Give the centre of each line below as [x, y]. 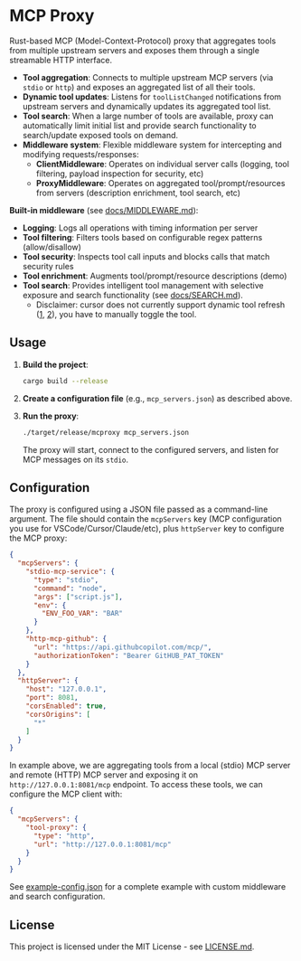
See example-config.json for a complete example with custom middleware [148, 887]
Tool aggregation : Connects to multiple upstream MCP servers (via [148, 77]
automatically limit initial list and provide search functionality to [139, 125]
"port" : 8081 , [52, 698]
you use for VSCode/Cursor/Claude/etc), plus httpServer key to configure [147, 529]
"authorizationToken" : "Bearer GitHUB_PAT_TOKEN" [128, 655]
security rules [48, 266]
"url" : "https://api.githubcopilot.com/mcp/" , [122, 647]
